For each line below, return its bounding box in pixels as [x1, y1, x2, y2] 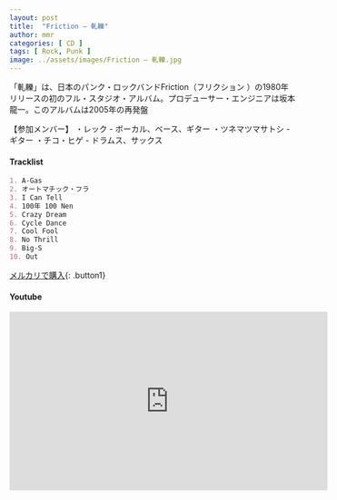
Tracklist [9, 156, 44, 167]
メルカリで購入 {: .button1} [9, 270, 106, 280]
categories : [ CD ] [9, 38, 84, 48]
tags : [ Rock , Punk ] [9, 47, 92, 56]
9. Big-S [9, 244, 43, 253]
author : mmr [9, 30, 55, 39]
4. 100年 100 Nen [9, 201, 74, 211]
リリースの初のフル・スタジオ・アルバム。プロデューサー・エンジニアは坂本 [9, 93, 295, 103]
